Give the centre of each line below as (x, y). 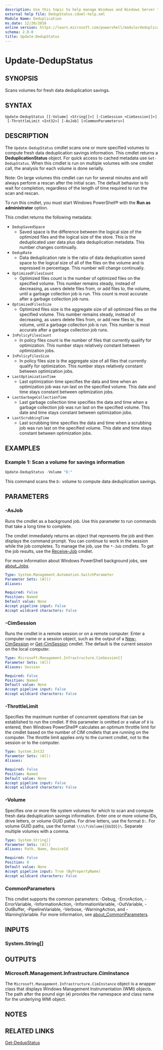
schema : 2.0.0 (19, 32)
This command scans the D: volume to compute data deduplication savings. (81, 482)
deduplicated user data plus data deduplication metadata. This (82, 242)
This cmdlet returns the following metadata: (49, 217)
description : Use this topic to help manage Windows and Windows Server (80, 9)
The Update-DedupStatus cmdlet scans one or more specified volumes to (77, 147)
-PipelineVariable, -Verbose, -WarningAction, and (76, 909)
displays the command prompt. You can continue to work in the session (77, 541)
